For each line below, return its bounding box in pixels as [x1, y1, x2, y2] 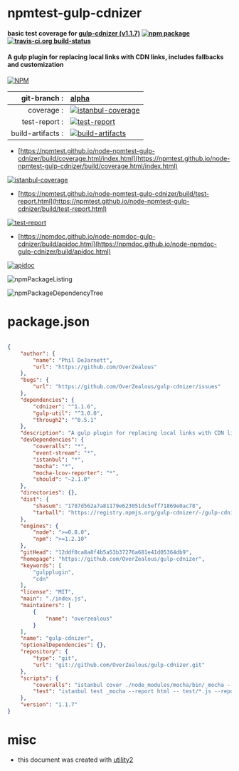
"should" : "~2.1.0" [33, 476, 91, 483]
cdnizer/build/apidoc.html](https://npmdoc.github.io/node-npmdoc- [17, 239, 217, 248]
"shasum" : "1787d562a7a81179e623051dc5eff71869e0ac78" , [33, 502, 202, 509]
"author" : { [20, 350, 55, 357]
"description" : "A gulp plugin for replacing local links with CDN [20, 430, 224, 437]
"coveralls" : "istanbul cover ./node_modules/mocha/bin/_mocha [33, 681, 224, 688]
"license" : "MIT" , [20, 589, 75, 596]
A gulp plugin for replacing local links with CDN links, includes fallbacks [7, 53, 224, 61]
